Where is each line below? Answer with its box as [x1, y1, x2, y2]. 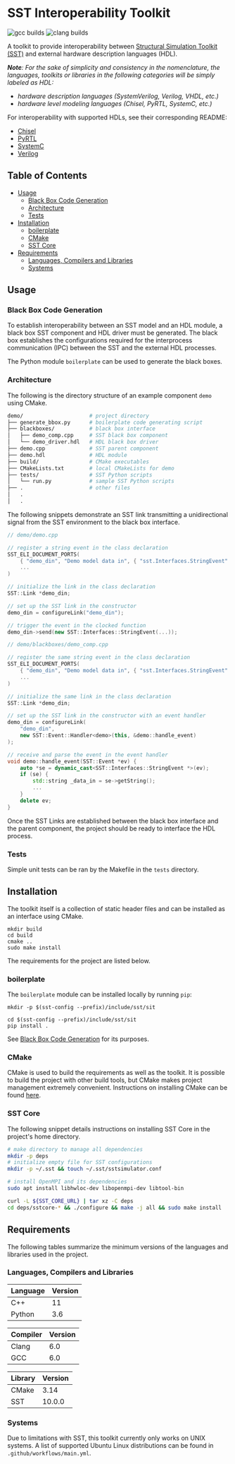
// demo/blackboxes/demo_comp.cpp [7, 641, 109, 648]
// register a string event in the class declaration [7, 544, 169, 552]
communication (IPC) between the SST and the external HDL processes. [7, 344, 217, 352]
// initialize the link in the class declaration [7, 583, 156, 590]
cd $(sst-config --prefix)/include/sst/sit [7, 1016, 137, 1023]
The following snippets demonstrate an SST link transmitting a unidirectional [7, 510, 229, 518]
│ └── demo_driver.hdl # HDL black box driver [7, 439, 159, 446]
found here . [7, 1091, 41, 1100]
